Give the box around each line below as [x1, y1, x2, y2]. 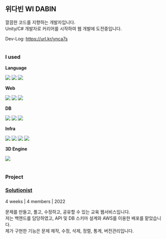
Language [5, 65, 27, 71]
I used [5, 54, 21, 60]
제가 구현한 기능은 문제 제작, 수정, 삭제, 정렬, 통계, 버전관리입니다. [5, 227, 134, 234]
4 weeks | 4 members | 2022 [5, 198, 66, 204]
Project [5, 173, 24, 180]
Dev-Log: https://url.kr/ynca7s [5, 35, 68, 42]
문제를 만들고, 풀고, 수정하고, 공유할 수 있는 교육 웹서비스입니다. [5, 209, 130, 215]
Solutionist [5, 187, 33, 194]
